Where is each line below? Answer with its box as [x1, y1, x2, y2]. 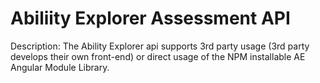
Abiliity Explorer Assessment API [10, 7, 291, 30]
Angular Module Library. [10, 61, 110, 73]
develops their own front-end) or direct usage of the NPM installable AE [10, 50, 306, 62]
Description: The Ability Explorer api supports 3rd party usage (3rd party [10, 40, 310, 52]
